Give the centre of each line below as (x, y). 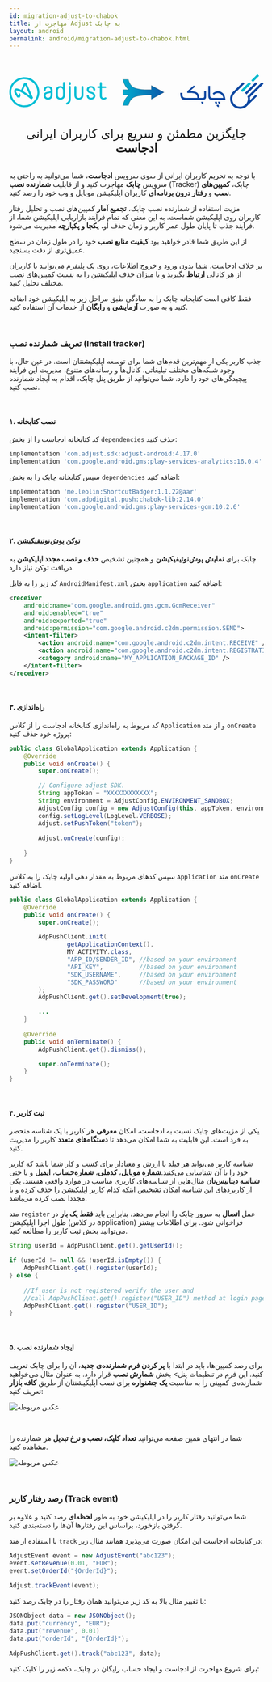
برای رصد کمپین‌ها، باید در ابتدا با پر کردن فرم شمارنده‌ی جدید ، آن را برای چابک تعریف (136, 1365)
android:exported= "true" (65, 621)
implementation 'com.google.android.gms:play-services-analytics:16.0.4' (136, 462)
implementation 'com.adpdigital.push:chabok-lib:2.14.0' (107, 500)
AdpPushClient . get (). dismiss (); (93, 1049)
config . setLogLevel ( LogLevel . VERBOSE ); (105, 816)
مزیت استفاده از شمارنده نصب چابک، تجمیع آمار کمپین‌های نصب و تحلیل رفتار (125, 208)
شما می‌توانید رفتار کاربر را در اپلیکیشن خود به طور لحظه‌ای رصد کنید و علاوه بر (128, 1516)
